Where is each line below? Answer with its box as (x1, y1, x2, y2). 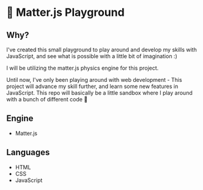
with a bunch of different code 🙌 (6, 96, 88, 103)
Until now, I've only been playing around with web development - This (6, 76, 182, 83)
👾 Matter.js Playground (6, 5, 125, 20)
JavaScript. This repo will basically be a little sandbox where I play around (6, 89, 193, 97)
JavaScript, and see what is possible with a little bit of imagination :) (6, 53, 177, 60)
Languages (6, 147, 50, 158)
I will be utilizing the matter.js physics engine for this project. (6, 64, 159, 71)
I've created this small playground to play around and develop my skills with (6, 46, 197, 53)
